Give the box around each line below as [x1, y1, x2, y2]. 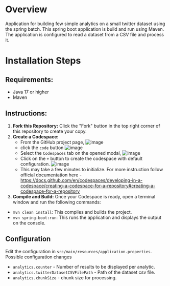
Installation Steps [5, 55, 81, 67]
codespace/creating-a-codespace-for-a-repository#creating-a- [20, 182, 156, 189]
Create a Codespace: [12, 133, 59, 139]
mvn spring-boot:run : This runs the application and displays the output [12, 214, 162, 220]
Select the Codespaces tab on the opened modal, [20, 150, 122, 156]
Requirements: [5, 75, 54, 84]
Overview [5, 4, 47, 15]
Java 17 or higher [12, 89, 50, 95]
